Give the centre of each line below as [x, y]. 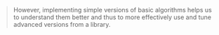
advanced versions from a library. [62, 24]
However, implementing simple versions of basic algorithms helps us [112, 10]
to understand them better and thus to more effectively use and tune [112, 17]
